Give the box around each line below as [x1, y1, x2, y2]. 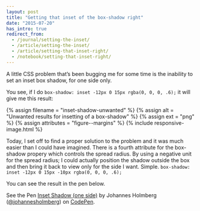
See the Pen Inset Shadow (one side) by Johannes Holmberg [6, 191, 157, 199]
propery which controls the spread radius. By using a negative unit [26, 150, 192, 157]
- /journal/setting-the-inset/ [11, 37, 90, 43]
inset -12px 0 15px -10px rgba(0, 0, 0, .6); [6, 169, 122, 175]
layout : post [6, 8, 39, 15]
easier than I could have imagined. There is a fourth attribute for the [6, 143, 174, 151]
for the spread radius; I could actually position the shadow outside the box [6, 156, 190, 163]
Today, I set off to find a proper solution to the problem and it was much [6, 137, 184, 145]
